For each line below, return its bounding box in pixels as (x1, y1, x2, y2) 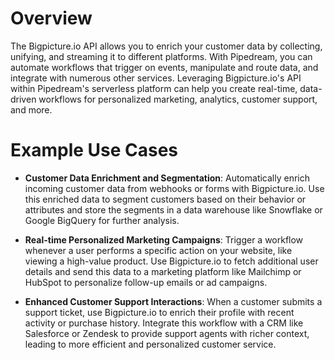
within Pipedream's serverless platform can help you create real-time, (10, 82, 298, 94)
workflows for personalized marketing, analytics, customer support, (38, 93, 318, 105)
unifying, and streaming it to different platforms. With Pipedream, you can (10, 50, 313, 62)
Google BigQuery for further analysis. (24, 214, 180, 226)
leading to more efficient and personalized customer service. (24, 338, 277, 350)
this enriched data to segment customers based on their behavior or (24, 193, 307, 205)
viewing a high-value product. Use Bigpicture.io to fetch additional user (24, 255, 319, 267)
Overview (10, 7, 93, 30)
